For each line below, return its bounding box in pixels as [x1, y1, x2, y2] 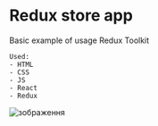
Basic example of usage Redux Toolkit [9, 35, 150, 46]
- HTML [9, 60, 34, 69]
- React [9, 83, 38, 92]
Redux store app [9, 5, 134, 26]
